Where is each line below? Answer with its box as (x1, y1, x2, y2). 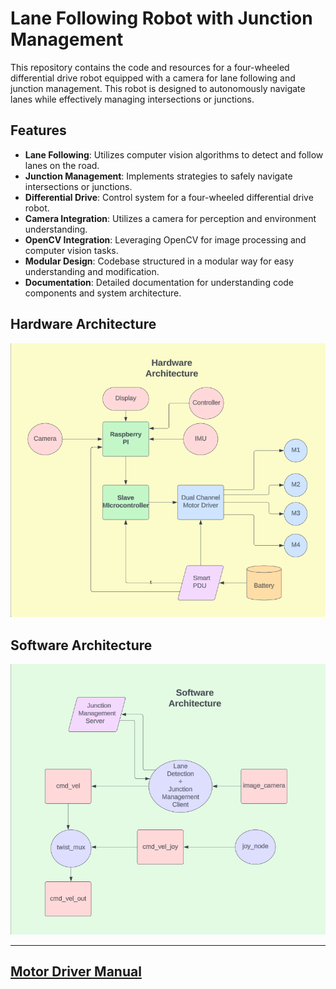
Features (10, 122, 67, 139)
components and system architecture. (24, 287, 182, 299)
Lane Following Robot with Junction (10, 7, 313, 30)
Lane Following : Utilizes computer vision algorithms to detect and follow (24, 148, 324, 161)
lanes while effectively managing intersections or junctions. (10, 93, 255, 105)
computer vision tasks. (24, 244, 119, 256)
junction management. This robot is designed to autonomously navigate (10, 82, 306, 94)
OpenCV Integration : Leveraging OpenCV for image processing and (24, 233, 307, 246)
